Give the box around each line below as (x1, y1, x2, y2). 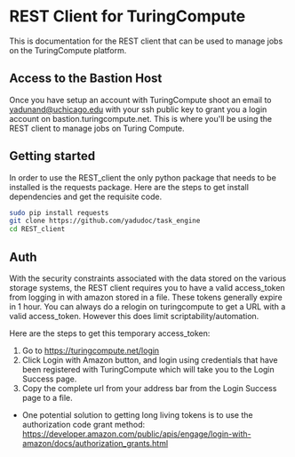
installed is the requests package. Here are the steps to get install (9, 181, 249, 192)
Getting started (9, 148, 96, 164)
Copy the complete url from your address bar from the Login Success (21, 383, 277, 393)
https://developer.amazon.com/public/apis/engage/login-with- (21, 429, 251, 439)
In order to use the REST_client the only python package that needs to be (9, 172, 277, 183)
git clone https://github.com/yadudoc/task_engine (9, 216, 201, 226)
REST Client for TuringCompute (9, 6, 246, 27)
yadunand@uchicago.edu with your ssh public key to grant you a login (9, 104, 267, 115)
